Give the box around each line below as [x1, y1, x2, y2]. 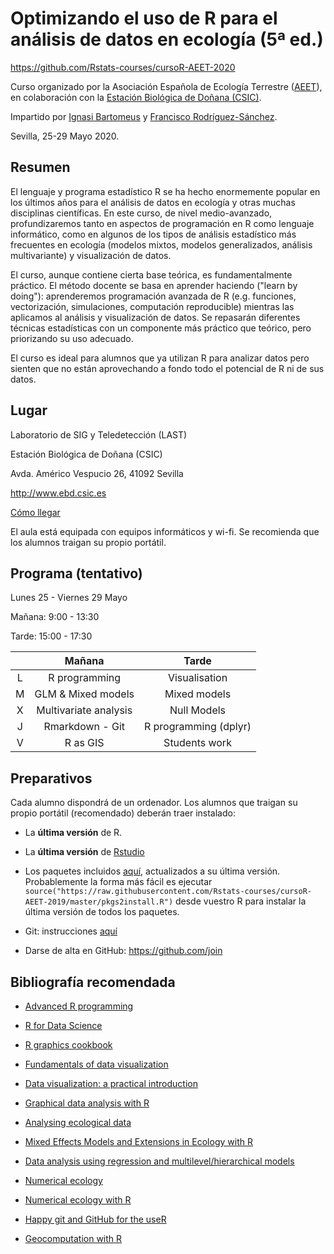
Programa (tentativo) [10, 565, 143, 582]
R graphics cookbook [24, 1039, 113, 1051]
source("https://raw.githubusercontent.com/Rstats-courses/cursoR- [24, 887, 312, 897]
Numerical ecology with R [24, 1194, 132, 1206]
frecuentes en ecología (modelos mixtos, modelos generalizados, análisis [10, 238, 313, 251]
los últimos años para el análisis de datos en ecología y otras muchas [10, 196, 296, 208]
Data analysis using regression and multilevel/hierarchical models [24, 1155, 295, 1167]
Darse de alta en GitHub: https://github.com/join [24, 945, 223, 957]
